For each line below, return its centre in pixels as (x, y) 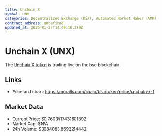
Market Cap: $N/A (30, 123)
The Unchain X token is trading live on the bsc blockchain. (63, 65)
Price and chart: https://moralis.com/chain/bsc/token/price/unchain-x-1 (83, 91)
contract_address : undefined (34, 23)
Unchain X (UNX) (40, 52)
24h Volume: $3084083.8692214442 (49, 129)
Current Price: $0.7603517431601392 (49, 119)
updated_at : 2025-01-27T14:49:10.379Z (44, 28)
